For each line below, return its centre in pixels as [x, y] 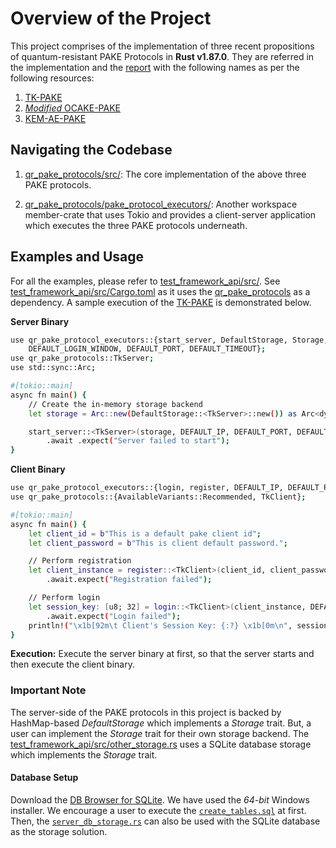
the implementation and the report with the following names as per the [155, 67]
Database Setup [44, 778]
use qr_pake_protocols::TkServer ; [82, 358]
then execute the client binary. [72, 664]
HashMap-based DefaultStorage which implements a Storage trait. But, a [161, 723]
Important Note [48, 690]
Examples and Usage [77, 257]
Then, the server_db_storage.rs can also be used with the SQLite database [165, 821]
